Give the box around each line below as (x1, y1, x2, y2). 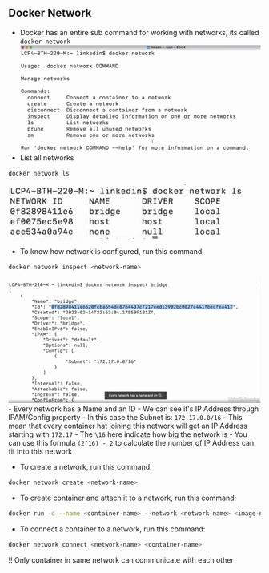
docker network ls (8, 170, 70, 178)
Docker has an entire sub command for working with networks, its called (19, 27, 259, 37)
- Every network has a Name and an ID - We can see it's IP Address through (8, 404, 259, 414)
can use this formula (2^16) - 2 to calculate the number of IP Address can (8, 438, 255, 448)
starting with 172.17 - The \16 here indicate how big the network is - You (8, 430, 248, 439)
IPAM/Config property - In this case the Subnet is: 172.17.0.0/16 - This (8, 413, 243, 422)
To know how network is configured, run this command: (19, 247, 204, 256)
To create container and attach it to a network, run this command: (19, 493, 237, 503)
